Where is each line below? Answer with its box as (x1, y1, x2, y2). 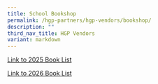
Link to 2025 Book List (7, 55, 72, 64)
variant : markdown (7, 36, 61, 43)
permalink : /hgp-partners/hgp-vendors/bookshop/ (7, 17, 152, 24)
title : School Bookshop (7, 10, 77, 17)
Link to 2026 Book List (7, 69, 72, 78)
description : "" (7, 23, 55, 30)
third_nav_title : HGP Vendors (7, 29, 96, 37)
